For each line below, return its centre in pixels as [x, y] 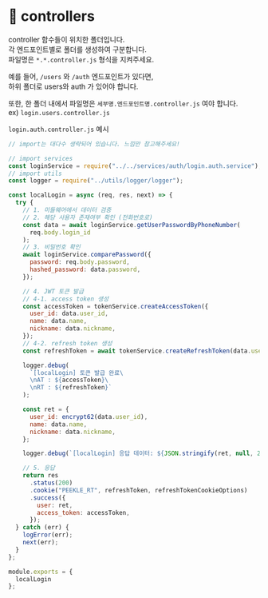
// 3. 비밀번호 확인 [52, 247]
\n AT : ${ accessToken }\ [69, 380]
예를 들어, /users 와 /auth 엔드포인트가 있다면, [81, 76]
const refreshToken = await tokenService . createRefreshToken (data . [137, 351]
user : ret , [55, 505]
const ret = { [46, 410]
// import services [41, 158]
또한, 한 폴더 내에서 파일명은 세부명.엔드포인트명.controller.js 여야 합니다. [123, 103]
